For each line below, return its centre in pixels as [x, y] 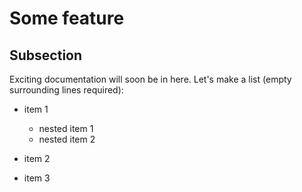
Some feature [67, 18]
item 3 [37, 178]
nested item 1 [66, 128]
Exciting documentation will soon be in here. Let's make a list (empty [150, 79]
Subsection [46, 55]
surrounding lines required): [66, 90]
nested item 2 [67, 139]
